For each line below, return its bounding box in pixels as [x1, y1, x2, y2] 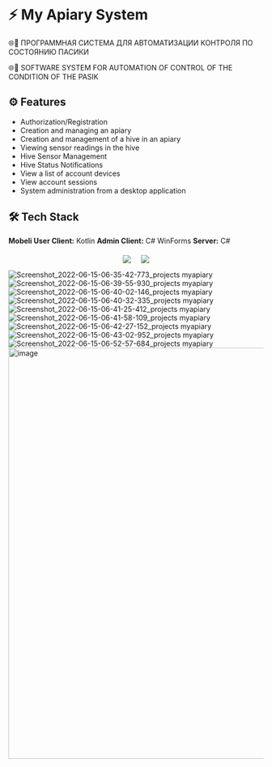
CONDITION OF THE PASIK [8, 71, 99, 81]
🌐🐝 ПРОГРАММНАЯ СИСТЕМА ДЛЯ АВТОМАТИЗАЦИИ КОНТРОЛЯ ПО [8, 37, 253, 48]
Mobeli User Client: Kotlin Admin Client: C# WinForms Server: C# [8, 236, 231, 245]
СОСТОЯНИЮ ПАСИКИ [8, 47, 89, 57]
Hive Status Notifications [19, 160, 104, 169]
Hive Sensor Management [19, 151, 108, 161]
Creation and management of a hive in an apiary [19, 134, 181, 143]
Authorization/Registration [19, 117, 108, 126]
